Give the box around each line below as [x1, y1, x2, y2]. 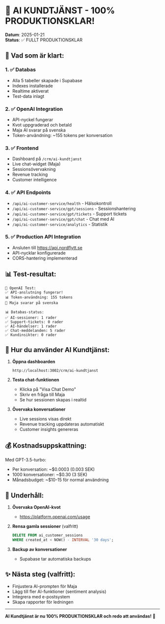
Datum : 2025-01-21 [5, 32, 45, 37]
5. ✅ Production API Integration [5, 233, 81, 240]
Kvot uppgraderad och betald [12, 122, 72, 128]
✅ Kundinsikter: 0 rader [5, 332, 57, 337]
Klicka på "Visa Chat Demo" [19, 387, 76, 393]
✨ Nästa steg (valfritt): [5, 570, 76, 579]
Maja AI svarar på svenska [12, 127, 66, 133]
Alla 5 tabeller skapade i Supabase [12, 77, 82, 83]
